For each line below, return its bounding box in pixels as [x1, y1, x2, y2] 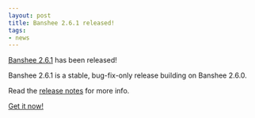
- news [8, 33, 30, 42]
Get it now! [8, 101, 44, 111]
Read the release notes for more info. [8, 86, 130, 96]
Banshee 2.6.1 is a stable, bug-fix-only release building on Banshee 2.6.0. [8, 70, 247, 80]
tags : [8, 26, 26, 34]
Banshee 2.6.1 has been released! [8, 55, 117, 65]
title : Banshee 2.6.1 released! [8, 19, 115, 27]
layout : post [8, 11, 51, 20]
